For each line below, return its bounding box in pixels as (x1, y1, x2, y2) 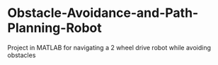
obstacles (7, 51, 36, 59)
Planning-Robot (7, 20, 102, 36)
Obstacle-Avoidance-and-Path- (7, 5, 199, 21)
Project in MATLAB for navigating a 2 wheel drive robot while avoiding (7, 43, 211, 52)
